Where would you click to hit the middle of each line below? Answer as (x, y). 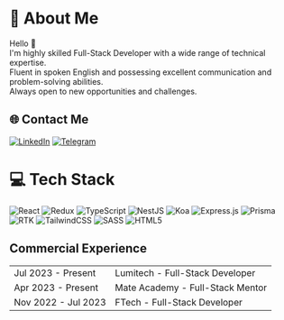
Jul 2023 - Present (55, 272)
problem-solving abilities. (56, 81)
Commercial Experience (78, 248)
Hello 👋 (23, 43)
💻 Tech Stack (62, 179)
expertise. (28, 62)
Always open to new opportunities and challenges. (103, 91)
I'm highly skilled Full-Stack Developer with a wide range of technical (137, 52)
